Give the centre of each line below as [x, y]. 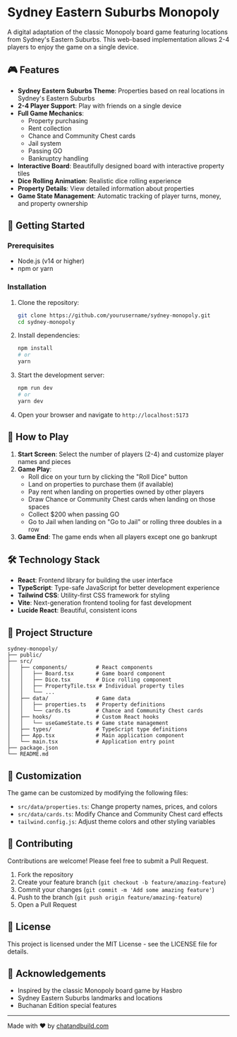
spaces [39, 506]
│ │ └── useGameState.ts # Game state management [88, 723]
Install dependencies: [49, 335]
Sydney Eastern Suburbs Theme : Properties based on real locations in [121, 91]
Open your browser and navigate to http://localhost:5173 [103, 415]
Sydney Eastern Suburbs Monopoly [114, 12]
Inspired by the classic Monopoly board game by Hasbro [100, 990]
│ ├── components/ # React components [80, 668]
